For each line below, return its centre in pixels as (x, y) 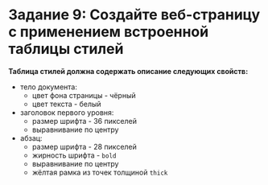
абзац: (31, 138)
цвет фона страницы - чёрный (84, 95)
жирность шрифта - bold (74, 155)
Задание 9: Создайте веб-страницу (134, 15)
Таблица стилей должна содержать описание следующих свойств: (128, 71)
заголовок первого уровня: (67, 112)
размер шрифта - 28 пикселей (84, 146)
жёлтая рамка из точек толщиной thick (100, 172)
